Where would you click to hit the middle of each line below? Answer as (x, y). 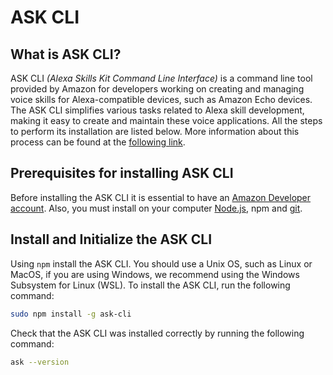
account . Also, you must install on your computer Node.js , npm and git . (156, 208)
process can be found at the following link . (98, 142)
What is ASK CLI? (66, 54)
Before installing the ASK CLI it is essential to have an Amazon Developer (161, 197)
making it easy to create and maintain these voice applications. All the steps (166, 120)
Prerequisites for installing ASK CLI (122, 173)
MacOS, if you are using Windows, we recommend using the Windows (155, 274)
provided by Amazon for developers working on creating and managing (157, 89)
